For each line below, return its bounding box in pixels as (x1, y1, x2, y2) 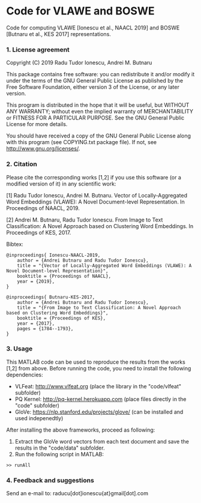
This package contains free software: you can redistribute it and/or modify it (6, 71, 195, 78)
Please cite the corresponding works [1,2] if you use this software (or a (6, 173, 182, 181)
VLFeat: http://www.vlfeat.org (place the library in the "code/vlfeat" (14, 382, 182, 390)
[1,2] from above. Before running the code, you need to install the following (6, 364, 191, 372)
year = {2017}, (17, 320, 55, 327)
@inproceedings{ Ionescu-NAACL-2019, (6, 252, 101, 258)
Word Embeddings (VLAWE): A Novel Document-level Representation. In (6, 198, 185, 205)
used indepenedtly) (14, 414, 64, 421)
